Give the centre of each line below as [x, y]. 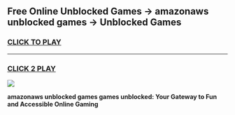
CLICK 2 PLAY [31, 68]
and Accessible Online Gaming [53, 104]
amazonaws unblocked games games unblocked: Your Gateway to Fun [112, 96]
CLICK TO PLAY [34, 43]
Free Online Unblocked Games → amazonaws [108, 11]
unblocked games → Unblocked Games [94, 23]
